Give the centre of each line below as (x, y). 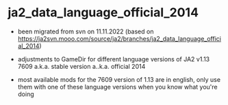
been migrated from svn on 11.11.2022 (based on (86, 31)
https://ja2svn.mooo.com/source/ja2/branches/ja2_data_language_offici (119, 38)
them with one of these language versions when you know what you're (117, 87)
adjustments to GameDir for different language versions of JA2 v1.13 (114, 59)
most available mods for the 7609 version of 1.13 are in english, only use (119, 79)
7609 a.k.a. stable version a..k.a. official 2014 (81, 66)
